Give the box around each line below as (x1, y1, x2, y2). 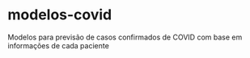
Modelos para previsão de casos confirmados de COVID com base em (7, 32, 243, 42)
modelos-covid (7, 6, 112, 24)
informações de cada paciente (7, 40, 110, 50)
